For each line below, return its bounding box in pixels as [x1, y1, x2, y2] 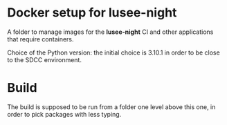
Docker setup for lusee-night [7, 5, 177, 21]
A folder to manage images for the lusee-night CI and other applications [7, 28, 214, 36]
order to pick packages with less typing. [7, 110, 122, 118]
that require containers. [7, 35, 74, 43]
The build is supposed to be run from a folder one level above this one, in [7, 102, 216, 111]
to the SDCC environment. [7, 55, 82, 64]
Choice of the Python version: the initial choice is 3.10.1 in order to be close [7, 48, 220, 57]
